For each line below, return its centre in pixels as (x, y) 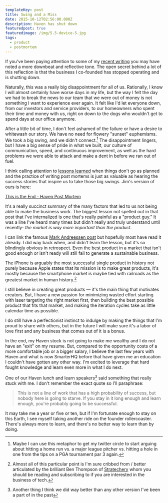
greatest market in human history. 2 (41, 279)
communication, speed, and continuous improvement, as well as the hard (80, 151)
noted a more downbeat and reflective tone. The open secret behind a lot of (83, 67)
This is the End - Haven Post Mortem (43, 197)
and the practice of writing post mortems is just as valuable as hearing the (82, 176)
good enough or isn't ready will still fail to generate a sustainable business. (82, 253)
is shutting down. (23, 77)
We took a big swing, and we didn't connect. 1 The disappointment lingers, (81, 140)
